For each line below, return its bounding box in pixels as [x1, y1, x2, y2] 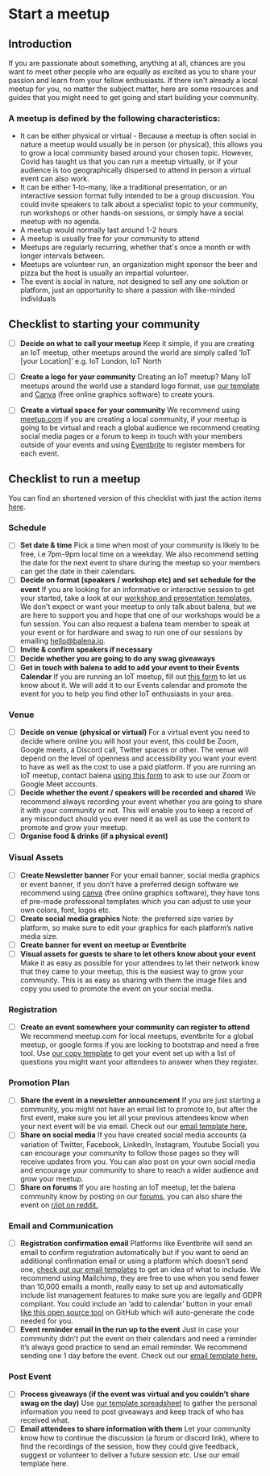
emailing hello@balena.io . [19, 636, 106, 645]
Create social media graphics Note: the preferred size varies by [19, 913, 234, 924]
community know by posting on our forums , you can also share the [19, 1191, 243, 1201]
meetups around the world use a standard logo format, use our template [19, 381, 260, 391]
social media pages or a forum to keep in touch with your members [19, 432, 243, 441]
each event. [19, 448, 60, 458]
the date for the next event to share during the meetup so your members [19, 558, 261, 568]
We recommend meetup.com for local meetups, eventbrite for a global [19, 1032, 254, 1041]
